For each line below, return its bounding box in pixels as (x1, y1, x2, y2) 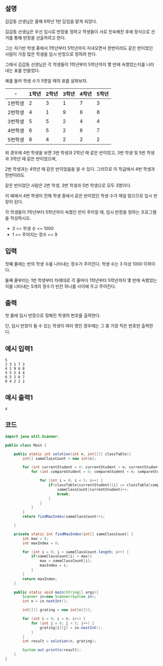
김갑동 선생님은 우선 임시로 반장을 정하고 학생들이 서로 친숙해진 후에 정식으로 (5, 29, 150, 34)
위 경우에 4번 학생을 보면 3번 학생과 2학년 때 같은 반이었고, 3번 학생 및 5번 (5, 149, 146, 155)
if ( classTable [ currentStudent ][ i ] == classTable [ (48, 483, 151, 487)
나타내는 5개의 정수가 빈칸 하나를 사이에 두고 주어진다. (14, 283, 116, 289)
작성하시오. (10, 215, 32, 221)
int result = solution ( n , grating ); (22, 639, 97, 644)
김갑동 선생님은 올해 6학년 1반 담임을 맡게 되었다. (5, 18, 98, 24)
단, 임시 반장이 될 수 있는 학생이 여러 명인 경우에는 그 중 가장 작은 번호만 (5, 323, 141, 329)
